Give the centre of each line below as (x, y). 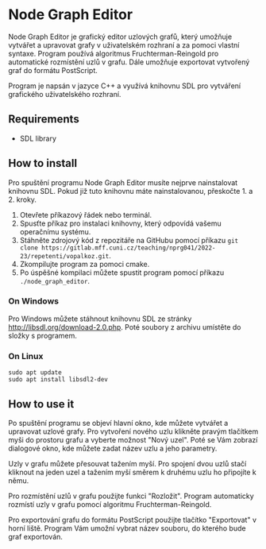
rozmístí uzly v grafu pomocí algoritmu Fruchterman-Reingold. (110, 504)
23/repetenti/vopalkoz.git (64, 256)
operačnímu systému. (55, 231)
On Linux (26, 356)
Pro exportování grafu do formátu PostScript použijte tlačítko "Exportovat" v (132, 520)
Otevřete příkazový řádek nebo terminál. (86, 215)
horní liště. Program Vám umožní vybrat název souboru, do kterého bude (127, 528)
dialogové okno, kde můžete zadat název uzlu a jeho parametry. (113, 448)
